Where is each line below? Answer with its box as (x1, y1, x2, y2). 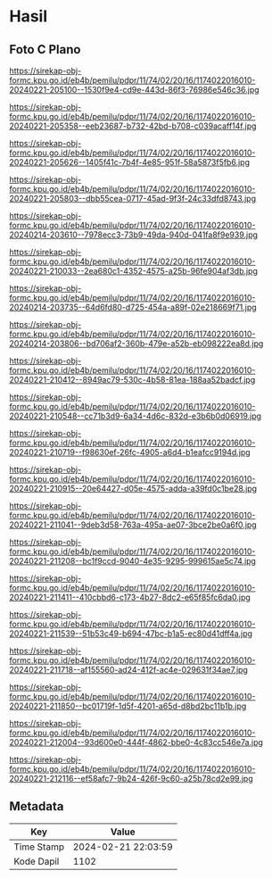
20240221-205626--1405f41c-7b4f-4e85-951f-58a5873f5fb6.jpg (9, 157, 250, 167)
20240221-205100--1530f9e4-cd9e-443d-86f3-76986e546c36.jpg (9, 85, 260, 95)
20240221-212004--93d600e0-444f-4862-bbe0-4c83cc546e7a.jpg (9, 737, 263, 747)
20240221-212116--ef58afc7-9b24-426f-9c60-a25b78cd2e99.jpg (9, 774, 254, 784)
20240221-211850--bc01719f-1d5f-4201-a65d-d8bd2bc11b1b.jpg (9, 701, 247, 711)
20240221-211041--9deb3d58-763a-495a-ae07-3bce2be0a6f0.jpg (9, 519, 257, 530)
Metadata (9, 799, 64, 814)
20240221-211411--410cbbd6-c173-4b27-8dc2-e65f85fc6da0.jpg (9, 592, 251, 602)
